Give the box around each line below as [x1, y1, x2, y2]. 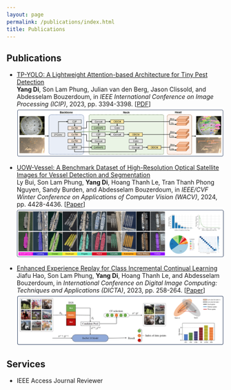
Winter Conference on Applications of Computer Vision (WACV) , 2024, [16, 192, 218, 201]
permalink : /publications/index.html [6, 18, 115, 26]
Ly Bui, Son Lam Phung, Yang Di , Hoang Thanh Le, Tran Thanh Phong [16, 178, 214, 186]
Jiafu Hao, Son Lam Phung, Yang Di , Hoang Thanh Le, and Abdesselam [16, 272, 220, 280]
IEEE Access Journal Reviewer [16, 377, 103, 385]
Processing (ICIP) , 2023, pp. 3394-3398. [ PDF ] [16, 100, 151, 109]
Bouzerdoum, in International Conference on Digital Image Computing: [16, 279, 218, 287]
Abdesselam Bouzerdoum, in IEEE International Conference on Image [16, 93, 214, 101]
